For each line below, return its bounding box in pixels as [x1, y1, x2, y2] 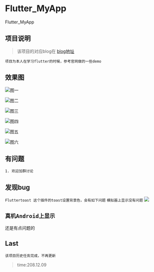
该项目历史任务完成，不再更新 [5, 253, 56, 258]
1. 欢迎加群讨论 [5, 169, 34, 174]
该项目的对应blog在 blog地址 [17, 48, 74, 54]
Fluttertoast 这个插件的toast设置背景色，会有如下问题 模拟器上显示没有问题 [5, 198, 143, 203]
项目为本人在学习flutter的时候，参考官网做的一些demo [5, 59, 102, 64]
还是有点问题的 [5, 225, 35, 231]
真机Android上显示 [5, 213, 55, 219]
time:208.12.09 [17, 262, 47, 268]
